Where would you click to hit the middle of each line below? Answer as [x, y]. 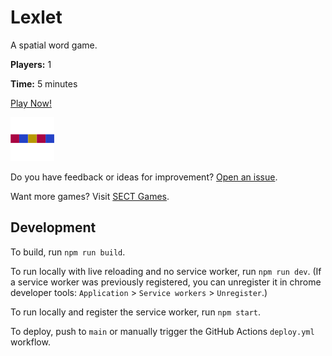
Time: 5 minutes [44, 83]
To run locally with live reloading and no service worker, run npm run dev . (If [166, 271]
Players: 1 [31, 64]
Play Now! [31, 103]
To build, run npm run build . [68, 252]
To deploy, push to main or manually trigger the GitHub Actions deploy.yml [162, 331]
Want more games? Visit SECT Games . [90, 196]
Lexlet [36, 17]
